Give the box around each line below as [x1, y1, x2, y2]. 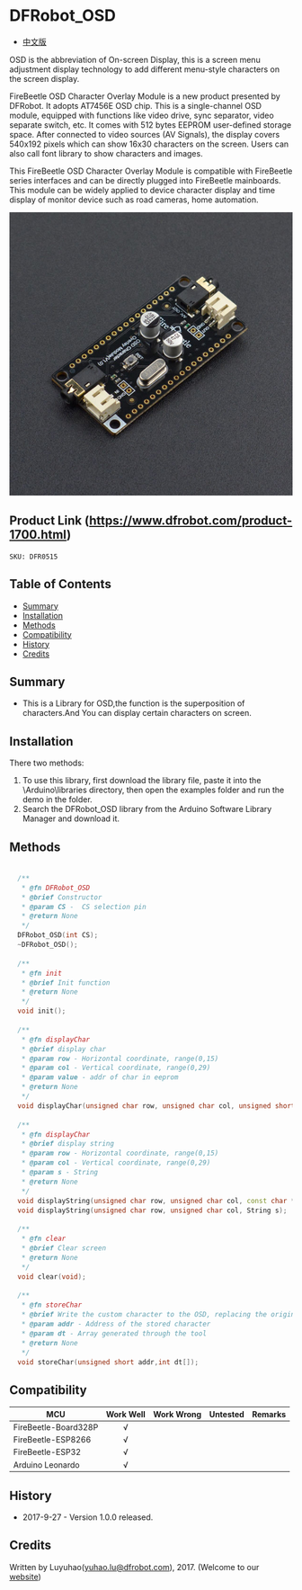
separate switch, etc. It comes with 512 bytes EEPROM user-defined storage [9, 119, 292, 130]
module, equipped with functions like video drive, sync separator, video [9, 110, 274, 121]
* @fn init [21, 969, 63, 978]
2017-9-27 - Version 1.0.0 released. [22, 1512, 154, 1523]
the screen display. [9, 73, 80, 84]
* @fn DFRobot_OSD [21, 883, 91, 892]
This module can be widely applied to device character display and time [9, 184, 276, 195]
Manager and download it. [22, 813, 120, 824]
